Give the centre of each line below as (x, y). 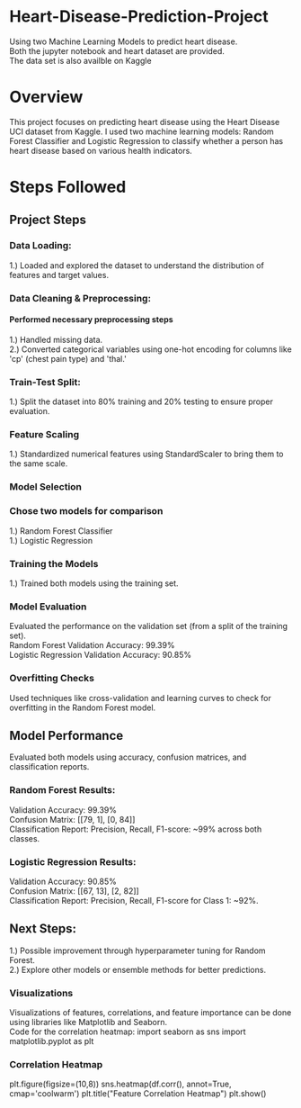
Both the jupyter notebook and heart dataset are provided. (117, 50)
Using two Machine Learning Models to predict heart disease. (124, 41)
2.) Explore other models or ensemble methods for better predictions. (138, 969)
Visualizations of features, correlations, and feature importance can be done (150, 1013)
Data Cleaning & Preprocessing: (80, 298)
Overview (46, 97)
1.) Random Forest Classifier (61, 531)
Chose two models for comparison (86, 511)
